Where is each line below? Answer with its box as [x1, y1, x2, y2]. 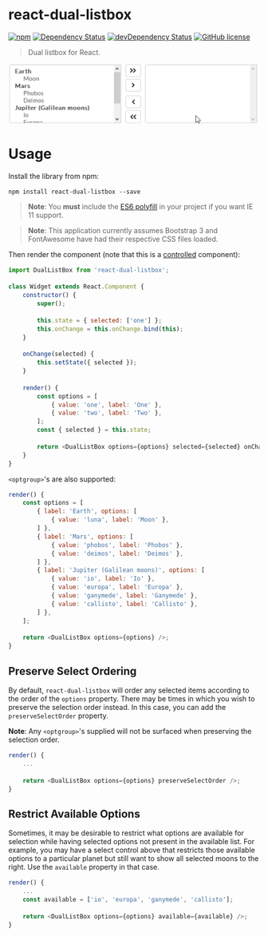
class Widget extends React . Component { [8, 283, 145, 291]
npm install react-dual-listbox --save [8, 188, 141, 196]
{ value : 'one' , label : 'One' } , [50, 401, 162, 409]
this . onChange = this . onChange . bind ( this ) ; [37, 325, 183, 333]
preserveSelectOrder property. [8, 711, 109, 720]
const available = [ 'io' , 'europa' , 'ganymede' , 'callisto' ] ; [22, 895, 234, 903]
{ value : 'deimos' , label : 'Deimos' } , [50, 549, 183, 557]
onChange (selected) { [22, 350, 94, 359]
